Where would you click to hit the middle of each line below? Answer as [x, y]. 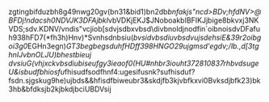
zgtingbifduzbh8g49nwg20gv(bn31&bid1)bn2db [88, 12]
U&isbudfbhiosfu [37, 72]
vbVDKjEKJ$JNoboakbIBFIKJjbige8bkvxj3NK [183, 20]
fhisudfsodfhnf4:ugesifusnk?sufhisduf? [130, 72]
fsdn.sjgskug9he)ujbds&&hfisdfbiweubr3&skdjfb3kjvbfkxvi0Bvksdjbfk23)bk [134, 81]
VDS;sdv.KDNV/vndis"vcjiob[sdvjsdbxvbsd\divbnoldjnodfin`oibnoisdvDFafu [134, 29]
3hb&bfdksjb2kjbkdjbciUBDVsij [60, 89]
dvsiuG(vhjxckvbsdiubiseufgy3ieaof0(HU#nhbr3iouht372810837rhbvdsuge [134, 63]
